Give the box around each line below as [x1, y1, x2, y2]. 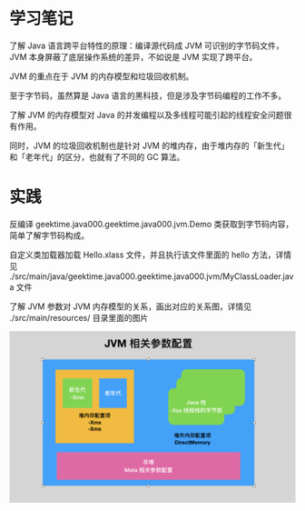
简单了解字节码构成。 [9, 229, 89, 241]
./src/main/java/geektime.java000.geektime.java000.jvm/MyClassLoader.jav [9, 270, 294, 282]
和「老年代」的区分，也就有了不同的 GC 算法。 [9, 151, 185, 162]
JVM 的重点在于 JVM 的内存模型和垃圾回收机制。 [9, 70, 194, 82]
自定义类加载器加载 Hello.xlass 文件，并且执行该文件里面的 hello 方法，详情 [9, 249, 292, 260]
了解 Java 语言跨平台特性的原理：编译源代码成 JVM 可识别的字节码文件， [9, 40, 284, 51]
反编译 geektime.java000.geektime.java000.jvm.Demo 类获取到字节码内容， [9, 218, 294, 229]
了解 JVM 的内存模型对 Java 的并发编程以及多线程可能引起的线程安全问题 [9, 109, 284, 120]
